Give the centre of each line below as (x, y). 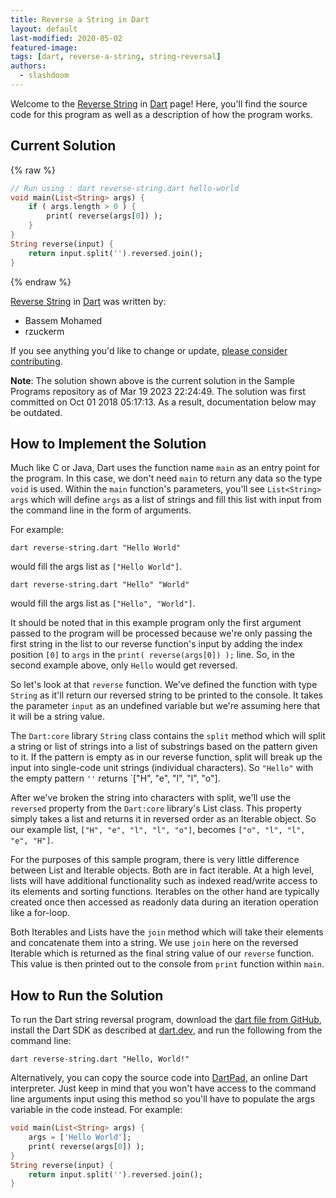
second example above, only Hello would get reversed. (124, 665)
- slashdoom (44, 76)
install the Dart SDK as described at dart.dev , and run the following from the (166, 1030)
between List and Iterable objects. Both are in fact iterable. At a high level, (162, 870)
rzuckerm (44, 331)
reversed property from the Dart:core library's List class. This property (156, 808)
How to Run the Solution (87, 995)
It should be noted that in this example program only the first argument (156, 623)
